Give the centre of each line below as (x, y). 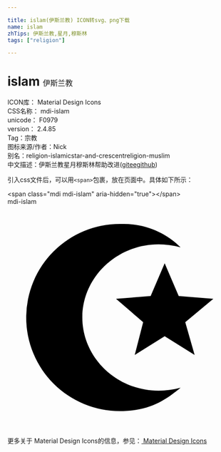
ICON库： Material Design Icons (54, 102)
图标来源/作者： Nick (37, 147)
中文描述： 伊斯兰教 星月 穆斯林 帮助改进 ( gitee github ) (83, 165)
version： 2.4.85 (32, 129)
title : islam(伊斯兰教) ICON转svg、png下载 (69, 20)
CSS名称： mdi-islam (38, 111)
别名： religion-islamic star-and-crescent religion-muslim (89, 156)
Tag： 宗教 (22, 138)
